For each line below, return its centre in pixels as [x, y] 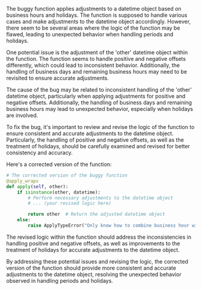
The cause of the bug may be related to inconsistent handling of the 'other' [99, 90]
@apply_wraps [23, 181]
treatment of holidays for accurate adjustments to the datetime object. [93, 250]
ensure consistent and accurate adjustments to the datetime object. [90, 133]
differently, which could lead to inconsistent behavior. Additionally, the [93, 65]
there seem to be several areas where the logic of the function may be [93, 28]
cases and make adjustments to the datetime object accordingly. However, [99, 21]
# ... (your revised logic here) [70, 203]
